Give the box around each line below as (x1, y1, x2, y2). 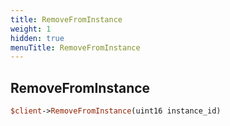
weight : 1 (10, 24, 52, 34)
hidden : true (10, 33, 65, 43)
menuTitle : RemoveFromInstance (10, 42, 141, 53)
